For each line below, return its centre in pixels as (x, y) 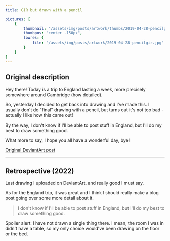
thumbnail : (35, 28)
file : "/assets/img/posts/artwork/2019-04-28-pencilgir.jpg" (98, 43)
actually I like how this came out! (39, 115)
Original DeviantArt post (30, 150)
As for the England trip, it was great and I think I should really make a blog (82, 193)
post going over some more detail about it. (49, 198)
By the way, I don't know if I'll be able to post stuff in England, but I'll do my (83, 125)
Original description (37, 77)
